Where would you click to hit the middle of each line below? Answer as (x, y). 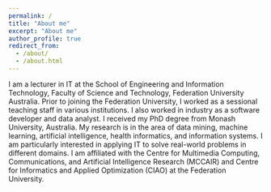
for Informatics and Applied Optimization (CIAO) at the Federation (117, 170)
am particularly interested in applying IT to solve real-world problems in (127, 144)
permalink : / (30, 16)
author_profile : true (45, 38)
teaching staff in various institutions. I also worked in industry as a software (134, 109)
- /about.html (39, 62)
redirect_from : (34, 46)
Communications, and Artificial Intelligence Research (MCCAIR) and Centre (133, 161)
